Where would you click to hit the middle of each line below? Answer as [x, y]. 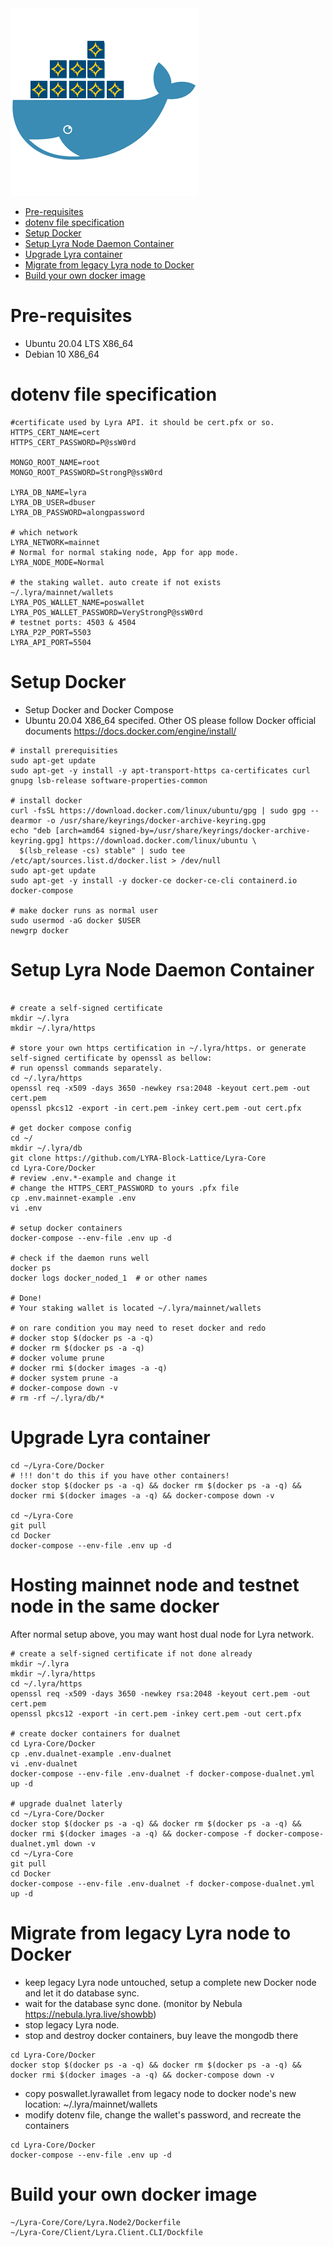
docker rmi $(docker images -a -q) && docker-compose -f [131, 1833]
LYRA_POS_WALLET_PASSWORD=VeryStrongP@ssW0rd [106, 612]
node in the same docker [115, 1606]
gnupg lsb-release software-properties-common [109, 780]
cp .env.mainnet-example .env [73, 1198]
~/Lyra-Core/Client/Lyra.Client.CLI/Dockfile [106, 2232]
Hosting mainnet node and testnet [155, 1584]
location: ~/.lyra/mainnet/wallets [91, 2104]
